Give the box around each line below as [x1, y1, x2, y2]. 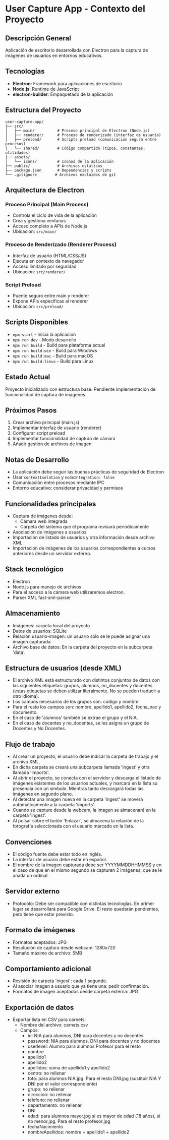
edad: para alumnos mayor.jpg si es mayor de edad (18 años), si [27, 1113, 160, 1119]
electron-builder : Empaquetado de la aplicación [12, 91, 114, 97]
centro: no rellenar [27, 1070, 66, 1076]
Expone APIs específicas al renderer [12, 298, 88, 304]
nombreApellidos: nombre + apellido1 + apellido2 [27, 1129, 130, 1135]
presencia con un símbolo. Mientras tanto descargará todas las [12, 786, 144, 792]
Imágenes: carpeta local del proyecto [12, 622, 90, 628]
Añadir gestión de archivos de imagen [12, 441, 92, 447]
